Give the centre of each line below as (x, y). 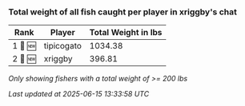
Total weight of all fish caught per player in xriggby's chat (123, 12)
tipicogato (63, 46)
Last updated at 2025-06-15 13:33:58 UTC (79, 94)
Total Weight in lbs (126, 33)
